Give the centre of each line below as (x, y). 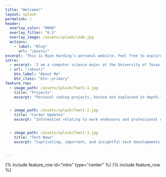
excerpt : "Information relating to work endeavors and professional (86, 120)
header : (13, 23)
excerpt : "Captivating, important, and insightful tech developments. (88, 142)
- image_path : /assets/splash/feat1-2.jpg (54, 110)
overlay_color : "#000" (33, 28)
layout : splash (21, 14)
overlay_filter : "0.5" (33, 33)
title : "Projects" (33, 92)
